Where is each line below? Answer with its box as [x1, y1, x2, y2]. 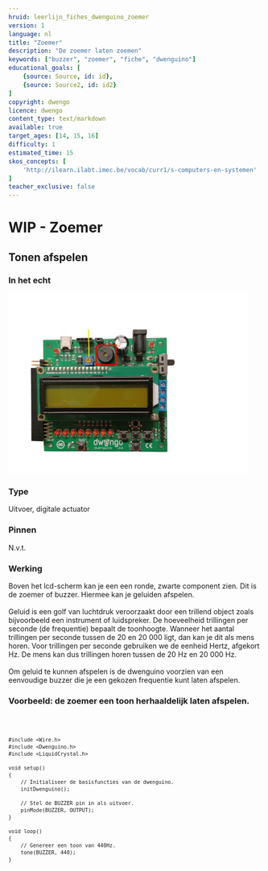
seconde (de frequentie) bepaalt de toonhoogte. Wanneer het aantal [8, 624, 235, 634]
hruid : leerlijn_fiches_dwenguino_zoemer [8, 13, 150, 21]
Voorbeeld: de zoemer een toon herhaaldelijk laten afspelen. [8, 695, 250, 706]
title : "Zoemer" [8, 39, 63, 47]
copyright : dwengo [8, 97, 70, 106]
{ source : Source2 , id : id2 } [23, 80, 117, 89]
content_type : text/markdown [8, 115, 106, 123]
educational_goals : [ [8, 64, 81, 72]
